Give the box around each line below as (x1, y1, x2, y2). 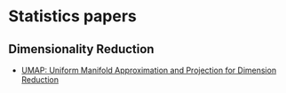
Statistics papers (8, 6, 137, 27)
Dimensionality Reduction (8, 42, 155, 57)
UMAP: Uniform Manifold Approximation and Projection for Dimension (20, 65, 277, 75)
